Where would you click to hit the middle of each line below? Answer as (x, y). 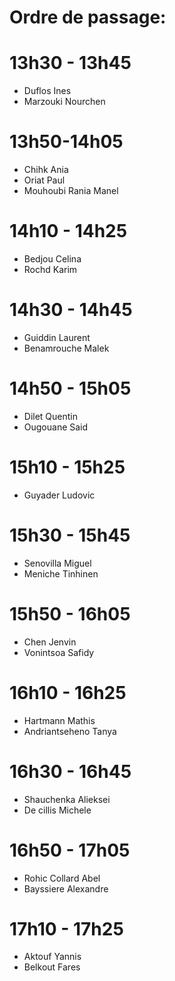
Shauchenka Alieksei (67, 799)
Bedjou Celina (52, 259)
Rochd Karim (50, 269)
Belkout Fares (52, 967)
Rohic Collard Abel (62, 878)
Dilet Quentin (51, 416)
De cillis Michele (57, 810)
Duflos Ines (47, 91)
